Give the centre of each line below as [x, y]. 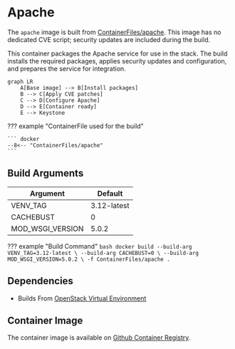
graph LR [20, 82]
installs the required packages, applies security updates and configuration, [117, 61]
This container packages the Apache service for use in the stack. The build [117, 53]
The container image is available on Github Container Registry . [99, 338]
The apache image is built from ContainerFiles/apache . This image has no [114, 32]
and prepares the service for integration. [67, 68]
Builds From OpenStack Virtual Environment [82, 298]
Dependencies [40, 281]
